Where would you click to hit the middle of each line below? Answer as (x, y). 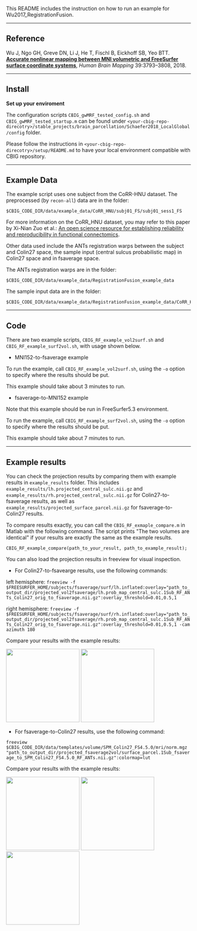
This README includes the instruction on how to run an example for (88, 9)
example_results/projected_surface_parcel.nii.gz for (72, 508)
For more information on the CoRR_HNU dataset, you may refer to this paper (98, 222)
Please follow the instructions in (45, 144)
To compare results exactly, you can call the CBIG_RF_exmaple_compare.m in (96, 525)
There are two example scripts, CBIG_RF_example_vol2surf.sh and (85, 340)
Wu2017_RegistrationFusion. (40, 15)
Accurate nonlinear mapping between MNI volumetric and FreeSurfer (92, 59)
